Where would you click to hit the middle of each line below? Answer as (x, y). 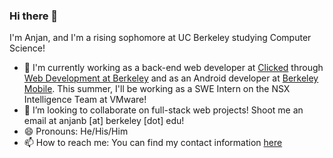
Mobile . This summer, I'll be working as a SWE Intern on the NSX (157, 89)
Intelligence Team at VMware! (85, 100)
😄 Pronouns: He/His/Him (76, 131)
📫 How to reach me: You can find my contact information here (153, 143)
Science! (27, 48)
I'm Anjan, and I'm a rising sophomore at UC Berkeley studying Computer (160, 38)
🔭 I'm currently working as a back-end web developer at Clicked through (173, 68)
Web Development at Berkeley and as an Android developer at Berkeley (171, 78)
